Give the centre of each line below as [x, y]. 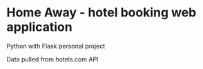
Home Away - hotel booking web [101, 13]
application [40, 27]
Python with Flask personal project [56, 46]
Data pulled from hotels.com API [52, 59]
